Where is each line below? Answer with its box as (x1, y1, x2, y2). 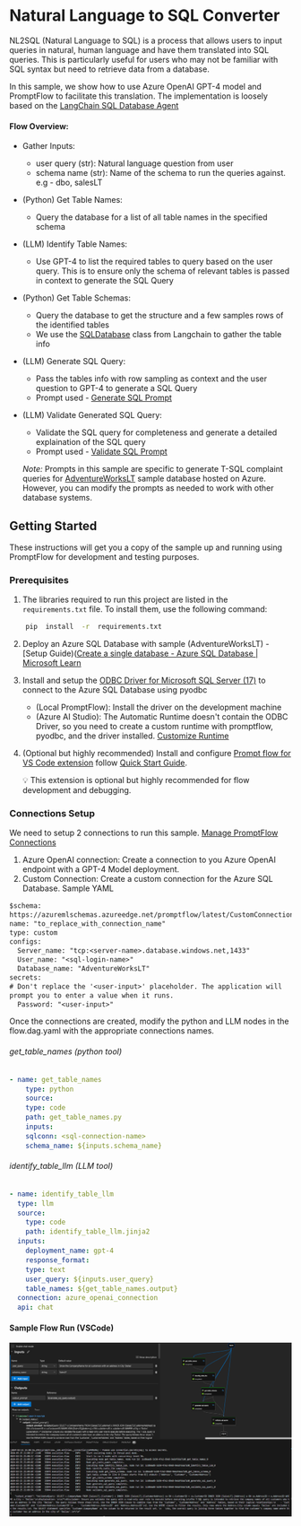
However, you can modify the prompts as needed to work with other (21, 483, 274, 493)
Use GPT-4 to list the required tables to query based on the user (35, 257, 273, 267)
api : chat (17, 1303, 54, 1312)
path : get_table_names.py (25, 1113, 123, 1122)
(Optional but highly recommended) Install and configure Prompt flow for (21, 748, 291, 759)
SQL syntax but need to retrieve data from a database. (9, 64, 211, 74)
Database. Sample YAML (21, 883, 115, 894)
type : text (25, 1265, 66, 1274)
